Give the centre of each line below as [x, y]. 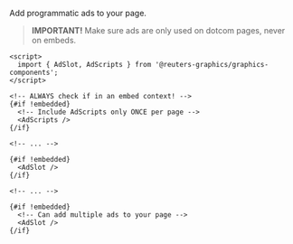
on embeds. [54, 40]
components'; [34, 72]
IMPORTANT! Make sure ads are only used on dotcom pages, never [158, 30]
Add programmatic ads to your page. [78, 13]
